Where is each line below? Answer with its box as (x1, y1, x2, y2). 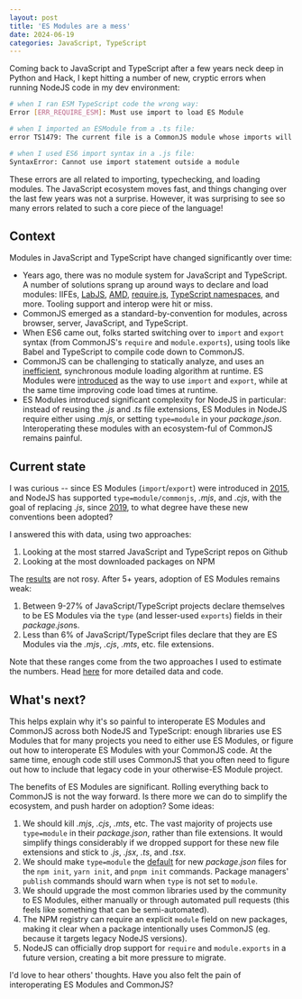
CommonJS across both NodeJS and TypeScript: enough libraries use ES (9, 725, 282, 736)
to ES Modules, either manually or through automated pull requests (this (22, 894, 290, 905)
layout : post (9, 13, 59, 23)
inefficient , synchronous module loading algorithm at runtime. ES (22, 366, 264, 377)
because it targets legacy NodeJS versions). (22, 932, 188, 943)
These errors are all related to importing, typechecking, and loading (9, 173, 261, 185)
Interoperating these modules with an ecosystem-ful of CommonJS (22, 423, 273, 434)
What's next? (9, 692, 87, 708)
